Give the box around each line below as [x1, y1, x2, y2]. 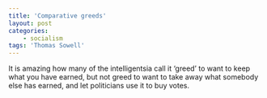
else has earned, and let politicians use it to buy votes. [8, 81, 190, 91]
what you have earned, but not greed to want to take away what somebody [8, 72, 259, 82]
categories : [8, 27, 49, 35]
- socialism [23, 34, 63, 43]
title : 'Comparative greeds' [8, 11, 107, 20]
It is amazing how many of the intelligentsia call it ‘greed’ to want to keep [8, 63, 251, 73]
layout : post [8, 19, 53, 27]
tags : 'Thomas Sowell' [8, 42, 85, 50]
